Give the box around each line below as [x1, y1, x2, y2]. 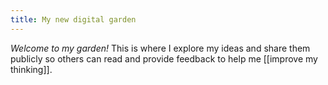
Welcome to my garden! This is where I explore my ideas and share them [10, 42, 311, 54]
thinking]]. [10, 63, 53, 75]
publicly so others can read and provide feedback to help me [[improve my [10, 52, 318, 65]
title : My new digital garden [10, 14, 137, 25]
